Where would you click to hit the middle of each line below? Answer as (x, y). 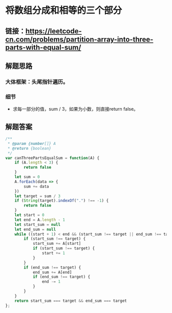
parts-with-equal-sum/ (43, 47)
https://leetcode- (53, 31)
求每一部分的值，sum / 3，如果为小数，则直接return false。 (75, 109)
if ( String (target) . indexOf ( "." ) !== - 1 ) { (62, 201)
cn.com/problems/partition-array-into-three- (79, 39)
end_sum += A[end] (52, 272)
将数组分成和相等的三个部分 (64, 11)
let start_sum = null (37, 224)
